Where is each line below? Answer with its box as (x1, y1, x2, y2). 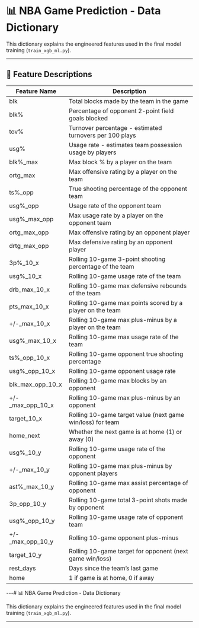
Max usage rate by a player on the (69, 211, 163, 219)
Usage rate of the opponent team (69, 202, 161, 210)
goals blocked (69, 114, 108, 122)
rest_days (9, 564, 37, 572)
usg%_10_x (9, 272, 42, 280)
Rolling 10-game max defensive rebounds (69, 282, 187, 290)
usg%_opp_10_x (9, 366, 55, 375)
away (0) (69, 435, 94, 443)
